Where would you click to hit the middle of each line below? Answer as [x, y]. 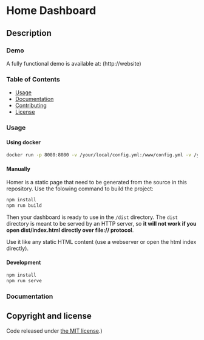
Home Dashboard [51, 11]
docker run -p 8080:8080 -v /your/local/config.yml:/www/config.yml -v [99, 155]
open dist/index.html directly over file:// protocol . [70, 230]
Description [29, 33]
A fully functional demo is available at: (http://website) [74, 63]
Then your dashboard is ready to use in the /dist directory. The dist [92, 217]
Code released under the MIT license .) [54, 331]
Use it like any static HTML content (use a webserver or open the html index [101, 242]
